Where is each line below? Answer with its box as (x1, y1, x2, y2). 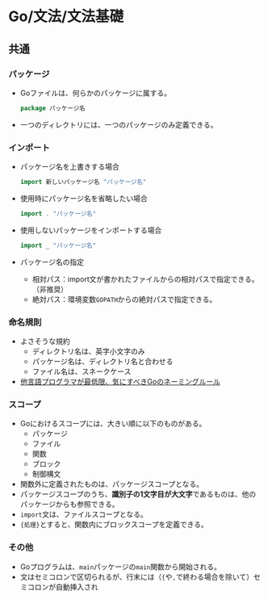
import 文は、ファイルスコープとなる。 (19, 509, 148, 519)
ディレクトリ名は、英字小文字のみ (31, 346, 145, 356)
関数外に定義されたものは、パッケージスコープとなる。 (19, 480, 204, 489)
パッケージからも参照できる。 (19, 500, 119, 509)
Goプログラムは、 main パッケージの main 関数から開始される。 (19, 562, 222, 572)
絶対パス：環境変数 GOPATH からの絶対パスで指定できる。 (31, 294, 217, 304)
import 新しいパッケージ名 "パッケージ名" (19, 178, 147, 186)
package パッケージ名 (19, 104, 86, 112)
